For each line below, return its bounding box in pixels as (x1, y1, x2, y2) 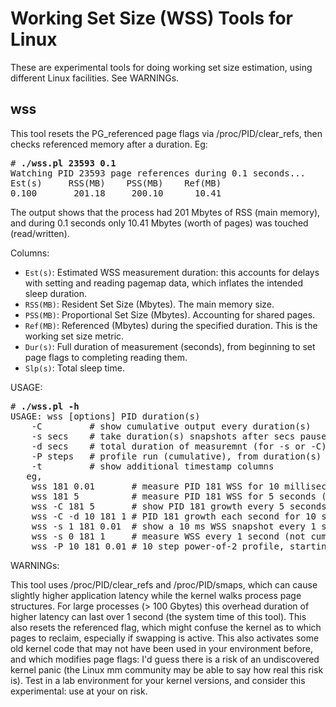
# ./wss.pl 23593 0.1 (10, 157, 117, 169)
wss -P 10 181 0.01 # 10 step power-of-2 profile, (31, 540, 285, 552)
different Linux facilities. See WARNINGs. (10, 72, 180, 84)
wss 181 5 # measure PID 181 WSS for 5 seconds (31, 490, 317, 502)
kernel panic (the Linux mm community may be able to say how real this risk (10, 663, 324, 676)
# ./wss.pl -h (10, 400, 80, 412)
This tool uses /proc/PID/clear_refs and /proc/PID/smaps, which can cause (10, 578, 318, 591)
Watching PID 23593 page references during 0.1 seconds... (10, 167, 307, 179)
